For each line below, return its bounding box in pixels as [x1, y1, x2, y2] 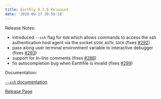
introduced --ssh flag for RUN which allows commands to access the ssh [12, 34, 157, 40]
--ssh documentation [5, 79, 48, 85]
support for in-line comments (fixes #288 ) [12, 55, 97, 61]
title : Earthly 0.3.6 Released [5, 7, 69, 12]
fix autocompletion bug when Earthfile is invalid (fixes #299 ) [12, 60, 133, 66]
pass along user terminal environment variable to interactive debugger [12, 45, 153, 50]
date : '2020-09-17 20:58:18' [5, 12, 64, 16]
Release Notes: [5, 25, 36, 31]
